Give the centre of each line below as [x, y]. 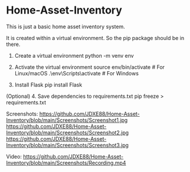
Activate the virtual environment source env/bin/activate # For [89, 67]
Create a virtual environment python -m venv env [74, 55]
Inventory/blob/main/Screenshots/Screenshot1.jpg [67, 120]
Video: [14, 156]
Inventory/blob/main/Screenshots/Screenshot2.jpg [68, 133]
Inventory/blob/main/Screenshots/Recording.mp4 [66, 163]
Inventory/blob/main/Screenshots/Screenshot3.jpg [67, 145]
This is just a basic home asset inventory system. [66, 27]
